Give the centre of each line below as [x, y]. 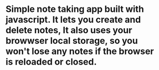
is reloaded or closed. [51, 62]
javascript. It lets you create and [73, 20]
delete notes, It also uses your [69, 30]
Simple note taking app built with [75, 9]
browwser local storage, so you [72, 41]
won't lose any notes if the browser [80, 51]
